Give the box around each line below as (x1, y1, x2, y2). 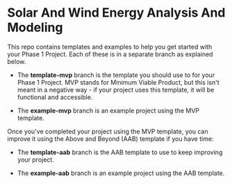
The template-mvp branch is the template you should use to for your (17, 71, 215, 79)
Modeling (7, 19, 63, 35)
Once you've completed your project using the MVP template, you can (7, 127, 208, 135)
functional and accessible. (17, 92, 93, 101)
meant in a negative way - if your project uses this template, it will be (17, 85, 215, 94)
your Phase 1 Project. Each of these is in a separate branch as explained (7, 50, 213, 58)
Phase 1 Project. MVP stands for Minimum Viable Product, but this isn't (17, 78, 220, 86)
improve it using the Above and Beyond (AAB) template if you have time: (7, 134, 214, 143)
